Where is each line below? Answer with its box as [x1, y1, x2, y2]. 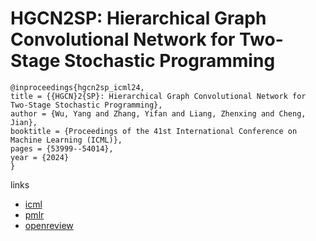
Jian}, [10, 117, 38, 127]
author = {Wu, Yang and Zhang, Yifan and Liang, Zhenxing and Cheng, [10, 108, 307, 119]
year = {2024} [10, 152, 70, 162]
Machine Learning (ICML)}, [10, 135, 123, 145]
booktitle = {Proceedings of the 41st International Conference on [10, 126, 298, 136]
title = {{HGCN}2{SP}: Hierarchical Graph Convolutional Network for [10, 91, 307, 101]
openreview [24, 219, 74, 231]
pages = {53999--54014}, [10, 143, 114, 154]
